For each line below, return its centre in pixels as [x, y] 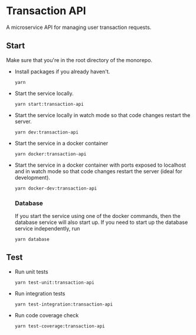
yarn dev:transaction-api [46, 132]
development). [32, 177]
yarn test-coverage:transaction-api [60, 326]
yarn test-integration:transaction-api [64, 304]
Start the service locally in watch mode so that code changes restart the [102, 115]
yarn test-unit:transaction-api [54, 282]
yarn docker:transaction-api [50, 154]
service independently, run [47, 229]
